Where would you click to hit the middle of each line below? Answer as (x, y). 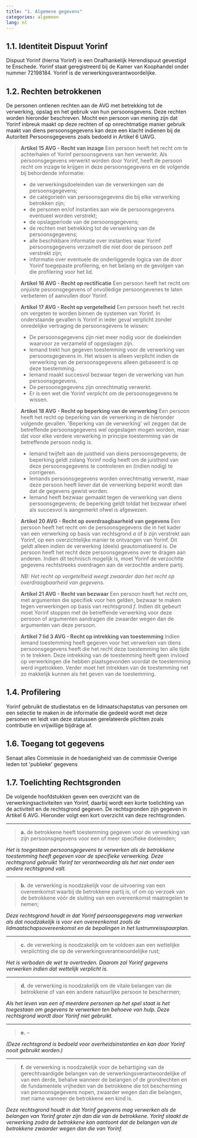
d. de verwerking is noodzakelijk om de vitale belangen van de (96, 986)
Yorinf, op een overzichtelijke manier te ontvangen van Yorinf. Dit (99, 540)
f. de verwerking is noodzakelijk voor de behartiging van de (92, 1067)
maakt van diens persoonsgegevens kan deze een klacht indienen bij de (93, 130)
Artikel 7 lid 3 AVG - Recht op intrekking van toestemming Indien (100, 636)
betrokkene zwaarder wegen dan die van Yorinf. (64, 1129)
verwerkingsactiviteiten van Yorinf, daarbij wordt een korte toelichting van (95, 803)
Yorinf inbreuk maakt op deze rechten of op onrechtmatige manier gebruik (96, 124)
